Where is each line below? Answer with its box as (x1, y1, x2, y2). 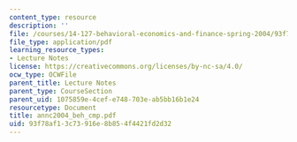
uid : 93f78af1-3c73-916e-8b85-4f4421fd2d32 (9, 120, 172, 129)
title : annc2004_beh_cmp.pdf (9, 111, 117, 120)
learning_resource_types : (9, 46, 104, 55)
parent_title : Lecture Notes (9, 78, 117, 87)
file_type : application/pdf (9, 37, 113, 47)
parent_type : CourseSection (9, 86, 113, 95)
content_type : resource (9, 12, 97, 22)
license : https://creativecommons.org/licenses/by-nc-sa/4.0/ (9, 63, 243, 71)
